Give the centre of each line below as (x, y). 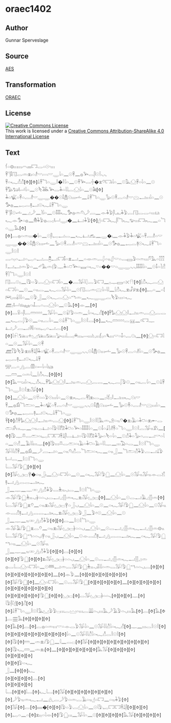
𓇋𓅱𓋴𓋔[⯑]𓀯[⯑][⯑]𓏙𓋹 (19, 603)
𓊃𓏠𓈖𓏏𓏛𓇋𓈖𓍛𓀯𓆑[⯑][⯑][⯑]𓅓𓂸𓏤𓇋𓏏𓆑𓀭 (34, 375)
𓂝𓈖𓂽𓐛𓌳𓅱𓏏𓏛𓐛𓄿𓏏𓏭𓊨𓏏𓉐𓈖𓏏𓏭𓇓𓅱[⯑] (67, 700)
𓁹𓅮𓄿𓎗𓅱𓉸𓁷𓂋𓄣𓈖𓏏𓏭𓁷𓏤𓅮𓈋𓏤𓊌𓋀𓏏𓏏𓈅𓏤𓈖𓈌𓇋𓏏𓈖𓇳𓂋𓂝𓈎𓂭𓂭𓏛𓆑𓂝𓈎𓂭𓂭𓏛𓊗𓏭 (85, 529)
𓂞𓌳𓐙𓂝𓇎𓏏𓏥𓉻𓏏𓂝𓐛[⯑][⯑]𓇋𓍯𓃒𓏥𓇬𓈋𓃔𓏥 (37, 328)
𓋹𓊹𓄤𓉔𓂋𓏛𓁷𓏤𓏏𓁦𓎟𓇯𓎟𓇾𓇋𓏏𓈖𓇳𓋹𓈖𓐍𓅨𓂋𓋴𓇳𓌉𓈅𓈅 (56, 174)
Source (17, 56)
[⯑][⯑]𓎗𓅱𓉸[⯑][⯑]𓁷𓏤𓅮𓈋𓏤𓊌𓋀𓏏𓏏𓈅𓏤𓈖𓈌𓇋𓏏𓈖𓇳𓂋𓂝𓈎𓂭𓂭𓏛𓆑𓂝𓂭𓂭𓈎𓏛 (76, 559)
